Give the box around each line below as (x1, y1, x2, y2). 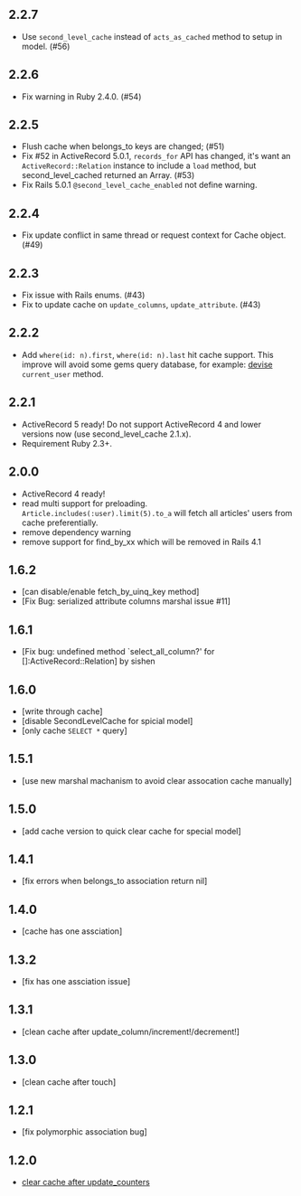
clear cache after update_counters (21, 1177, 150, 1188)
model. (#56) (21, 41, 71, 52)
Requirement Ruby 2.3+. (21, 438, 112, 448)
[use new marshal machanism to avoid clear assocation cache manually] (21, 775, 293, 786)
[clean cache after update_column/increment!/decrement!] (21, 1026, 240, 1037)
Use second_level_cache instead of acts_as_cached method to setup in (21, 31, 282, 42)
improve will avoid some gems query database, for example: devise (21, 359, 273, 370)
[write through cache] (21, 705, 103, 717)
